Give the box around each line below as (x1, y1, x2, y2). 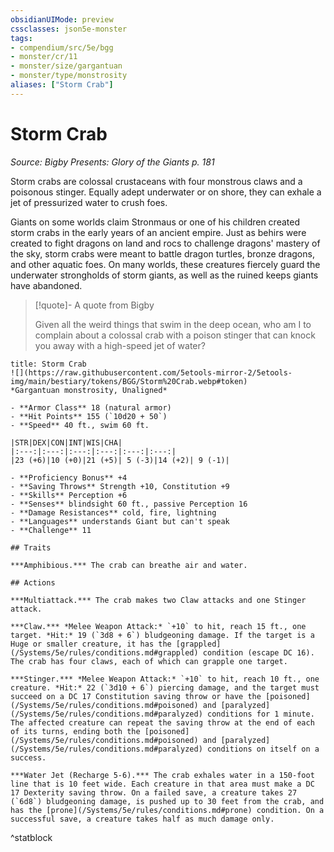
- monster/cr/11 (10, 52, 78, 62)
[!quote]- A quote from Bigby (34, 299, 155, 311)
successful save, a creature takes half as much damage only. (10, 814, 275, 824)
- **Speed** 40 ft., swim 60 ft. (10, 420, 150, 430)
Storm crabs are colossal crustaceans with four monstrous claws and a (10, 175, 303, 187)
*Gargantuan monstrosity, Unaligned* (10, 385, 168, 395)
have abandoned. (10, 279, 83, 291)
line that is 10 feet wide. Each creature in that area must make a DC (10, 779, 315, 789)
